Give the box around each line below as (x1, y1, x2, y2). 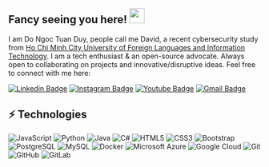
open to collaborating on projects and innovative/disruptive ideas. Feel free (8, 59, 256, 69)
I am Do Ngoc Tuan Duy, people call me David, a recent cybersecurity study (8, 34, 259, 44)
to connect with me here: (8, 68, 91, 78)
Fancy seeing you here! (8, 13, 128, 26)
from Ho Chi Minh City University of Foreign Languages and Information (8, 42, 246, 52)
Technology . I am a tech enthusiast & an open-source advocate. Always (8, 51, 245, 61)
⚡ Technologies (8, 108, 87, 121)
